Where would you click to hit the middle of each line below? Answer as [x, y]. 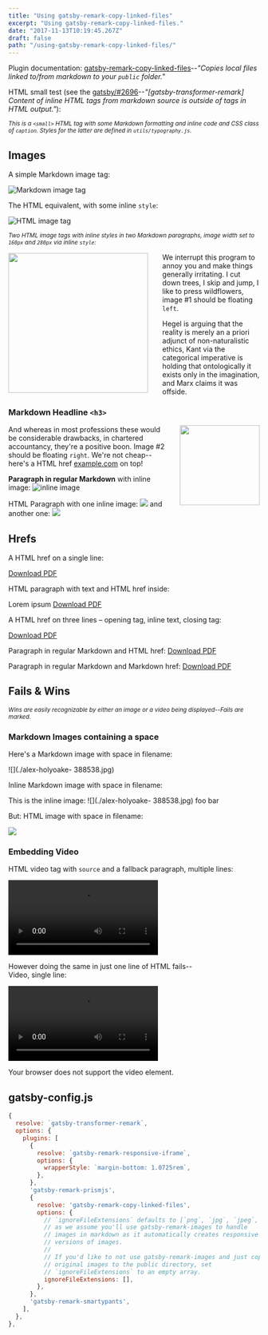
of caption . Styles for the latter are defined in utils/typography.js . [100, 131]
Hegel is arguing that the [203, 324]
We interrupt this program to [209, 257]
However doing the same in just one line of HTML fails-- [100, 967]
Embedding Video [44, 852]
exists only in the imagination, [211, 374]
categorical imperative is [203, 357]
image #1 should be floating [208, 300]
